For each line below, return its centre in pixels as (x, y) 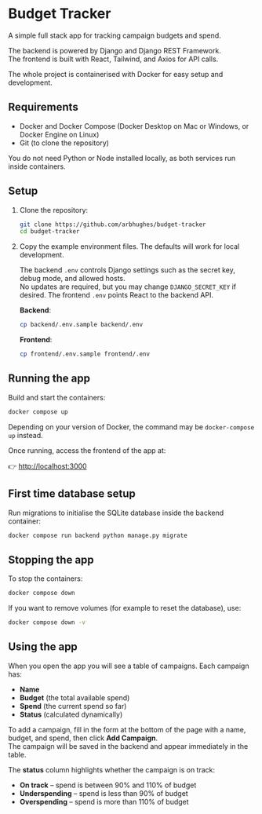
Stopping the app (51, 559)
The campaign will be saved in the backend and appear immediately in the (128, 746)
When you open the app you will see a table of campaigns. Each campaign (129, 666)
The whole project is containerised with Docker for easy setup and (116, 74)
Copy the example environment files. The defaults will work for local (129, 246)
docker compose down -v (47, 622)
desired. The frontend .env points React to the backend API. (116, 295)
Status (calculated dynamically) (71, 714)
